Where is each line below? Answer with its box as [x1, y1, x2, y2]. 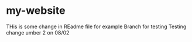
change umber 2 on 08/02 [6, 29, 70, 36]
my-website [6, 4, 66, 17]
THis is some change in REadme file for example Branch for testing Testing [6, 23, 187, 30]
